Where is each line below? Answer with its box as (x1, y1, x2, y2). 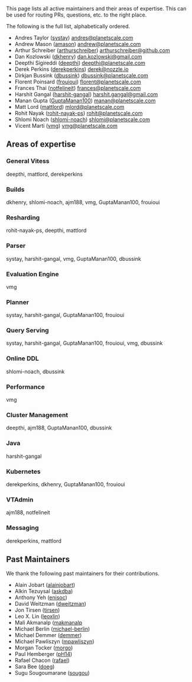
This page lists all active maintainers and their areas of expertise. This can (6, 5, 187, 12)
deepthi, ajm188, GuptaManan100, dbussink (6, 424, 112, 431)
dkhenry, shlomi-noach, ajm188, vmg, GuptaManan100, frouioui (6, 198, 160, 206)
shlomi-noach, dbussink (6, 368, 65, 375)
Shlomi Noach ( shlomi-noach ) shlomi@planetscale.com (14, 116, 151, 123)
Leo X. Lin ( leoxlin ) (14, 613, 60, 620)
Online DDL (6, 354, 40, 363)
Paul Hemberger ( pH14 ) (14, 651, 73, 658)
